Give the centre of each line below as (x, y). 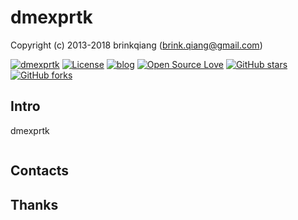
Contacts (40, 171)
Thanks (34, 204)
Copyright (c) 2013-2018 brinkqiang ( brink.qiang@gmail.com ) (136, 45)
